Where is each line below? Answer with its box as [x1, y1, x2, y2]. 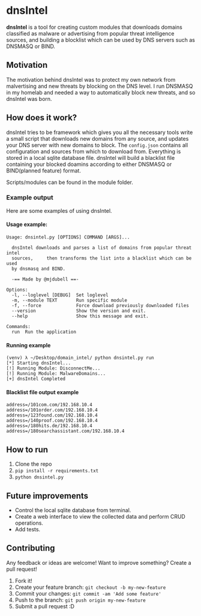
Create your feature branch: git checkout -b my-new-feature [14, 584, 166, 591]
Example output [6, 194, 53, 202]
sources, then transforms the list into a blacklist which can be [11, 255, 192, 261]
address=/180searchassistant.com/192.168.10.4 [6, 428, 125, 435]
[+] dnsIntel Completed [6, 376, 66, 382]
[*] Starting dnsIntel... [6, 360, 71, 367]
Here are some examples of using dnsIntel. [6, 207, 112, 214]
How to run [6, 444, 49, 454]
